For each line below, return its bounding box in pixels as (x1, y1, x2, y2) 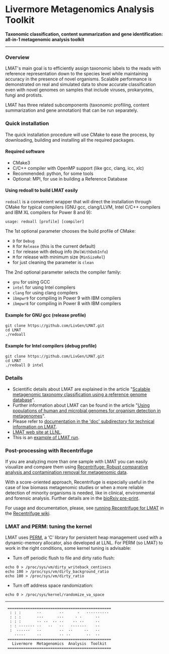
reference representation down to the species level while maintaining (5, 71, 148, 77)
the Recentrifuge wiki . (5, 510, 51, 516)
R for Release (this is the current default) (12, 243, 96, 249)
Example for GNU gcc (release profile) (5, 312, 87, 318)
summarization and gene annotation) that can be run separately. (5, 107, 138, 113)
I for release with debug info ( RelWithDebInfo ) (12, 248, 108, 254)
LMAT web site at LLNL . (12, 429, 62, 435)
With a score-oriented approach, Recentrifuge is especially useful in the (5, 479, 154, 485)
